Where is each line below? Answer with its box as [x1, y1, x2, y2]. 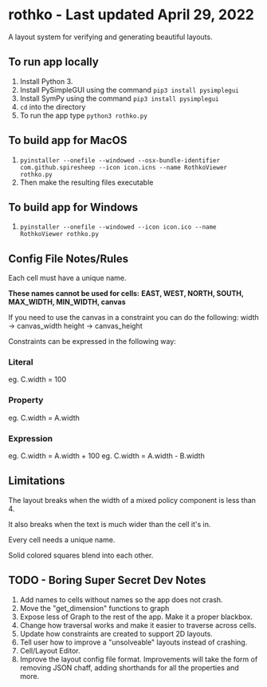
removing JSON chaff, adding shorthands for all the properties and [19, 662, 239, 673]
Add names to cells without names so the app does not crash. [19, 594, 223, 605]
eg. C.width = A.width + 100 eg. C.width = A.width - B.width [8, 451, 205, 461]
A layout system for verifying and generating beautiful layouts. [8, 32, 213, 42]
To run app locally [8, 55, 100, 69]
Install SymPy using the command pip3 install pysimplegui [19, 94, 219, 103]
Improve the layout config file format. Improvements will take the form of [19, 654, 258, 664]
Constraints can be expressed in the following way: [8, 337, 177, 346]
